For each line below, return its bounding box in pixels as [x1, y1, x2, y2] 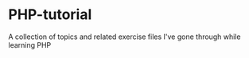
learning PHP [8, 40, 52, 49]
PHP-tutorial [8, 6, 92, 24]
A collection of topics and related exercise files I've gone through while [8, 32, 241, 41]
